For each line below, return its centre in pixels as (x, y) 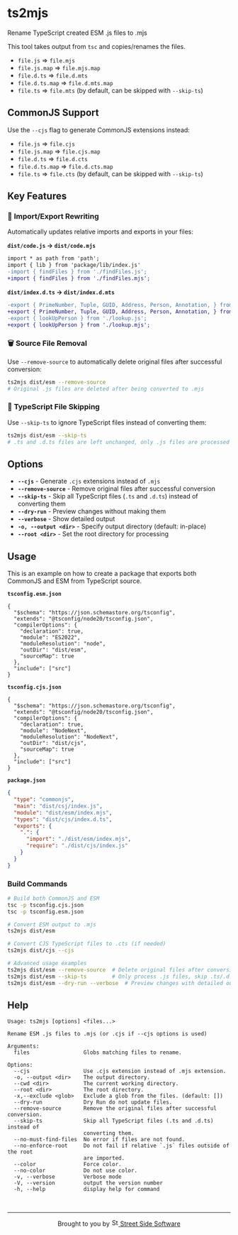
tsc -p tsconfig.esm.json (45, 912)
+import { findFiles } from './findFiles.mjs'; (79, 278)
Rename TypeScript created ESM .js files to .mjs (77, 33)
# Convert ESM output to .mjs (52, 925)
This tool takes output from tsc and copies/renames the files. (97, 46)
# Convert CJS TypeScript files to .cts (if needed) (87, 944)
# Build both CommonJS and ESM (53, 898)
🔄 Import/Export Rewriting (53, 217)
